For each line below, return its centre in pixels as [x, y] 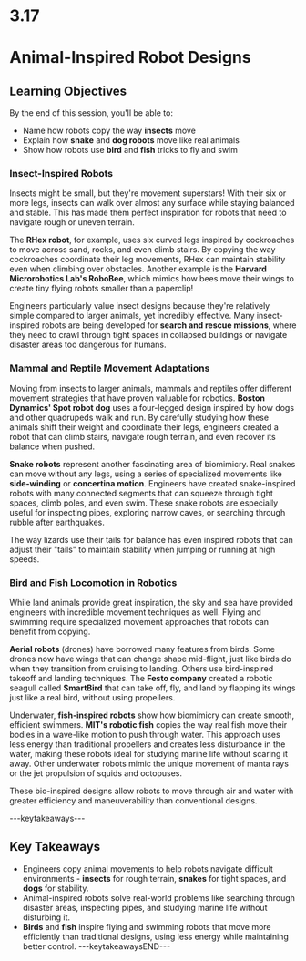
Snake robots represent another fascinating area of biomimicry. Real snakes [153, 464]
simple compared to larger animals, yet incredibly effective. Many [132, 316]
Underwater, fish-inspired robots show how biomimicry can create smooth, [152, 715]
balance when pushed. [52, 446]
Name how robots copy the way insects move [109, 131]
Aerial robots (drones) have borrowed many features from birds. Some [143, 649]
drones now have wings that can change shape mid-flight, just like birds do [150, 659]
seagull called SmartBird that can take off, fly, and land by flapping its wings [153, 688]
